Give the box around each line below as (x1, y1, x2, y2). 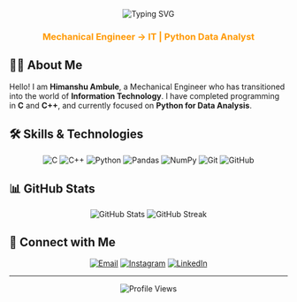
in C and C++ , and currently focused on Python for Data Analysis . (9, 100, 252, 110)
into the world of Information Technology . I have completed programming (9, 90, 280, 101)
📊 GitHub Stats (9, 181, 95, 196)
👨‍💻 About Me (9, 57, 83, 73)
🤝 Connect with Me (9, 234, 117, 250)
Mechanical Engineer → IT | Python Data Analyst (42, 30, 255, 42)
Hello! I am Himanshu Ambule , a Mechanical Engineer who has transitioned (9, 81, 286, 92)
